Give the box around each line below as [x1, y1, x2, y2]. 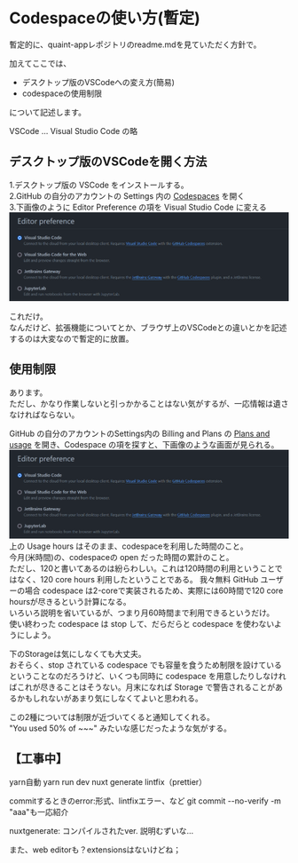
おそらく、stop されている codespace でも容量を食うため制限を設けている [9, 659, 282, 670]
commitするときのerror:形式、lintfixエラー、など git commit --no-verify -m [9, 796, 282, 806]
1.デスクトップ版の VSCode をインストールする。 [9, 179, 189, 190]
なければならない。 [9, 409, 80, 420]
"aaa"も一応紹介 [9, 806, 69, 817]
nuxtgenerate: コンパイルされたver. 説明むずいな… [9, 825, 194, 835]
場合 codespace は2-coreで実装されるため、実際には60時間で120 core [24, 585, 284, 596]
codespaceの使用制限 [21, 88, 103, 99]
